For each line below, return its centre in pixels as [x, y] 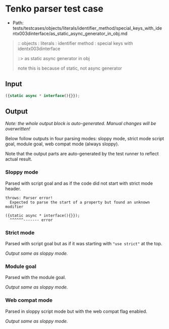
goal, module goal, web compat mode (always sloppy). [62, 144]
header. [13, 188]
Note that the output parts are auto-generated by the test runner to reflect [82, 154]
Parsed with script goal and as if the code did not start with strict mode [79, 183]
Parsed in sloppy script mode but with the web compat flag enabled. [76, 311]
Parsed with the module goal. [36, 278]
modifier [14, 207]
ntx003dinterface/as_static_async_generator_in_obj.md [70, 33]
